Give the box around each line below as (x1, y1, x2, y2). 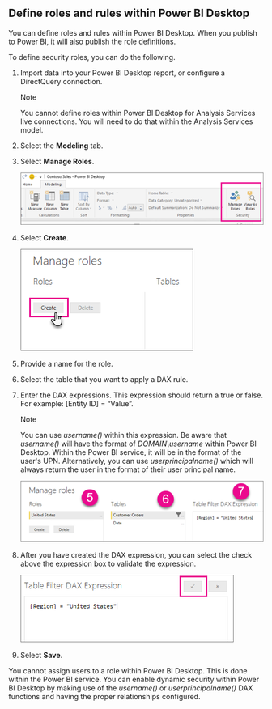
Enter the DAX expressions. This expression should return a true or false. (19, 390, 263, 400)
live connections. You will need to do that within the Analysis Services (19, 117, 253, 126)
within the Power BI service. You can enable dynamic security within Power (8, 674, 260, 684)
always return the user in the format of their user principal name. (19, 465, 236, 474)
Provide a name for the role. (19, 359, 113, 368)
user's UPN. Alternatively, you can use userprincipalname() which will (19, 456, 253, 465)
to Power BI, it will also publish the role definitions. (8, 36, 176, 46)
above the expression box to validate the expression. (19, 558, 197, 568)
